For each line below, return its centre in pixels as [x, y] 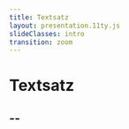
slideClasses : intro [47, 34]
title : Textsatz [39, 17]
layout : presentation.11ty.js [65, 26]
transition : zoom [41, 42]
